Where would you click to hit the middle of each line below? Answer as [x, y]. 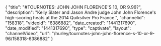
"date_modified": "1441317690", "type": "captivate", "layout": [68, 28]
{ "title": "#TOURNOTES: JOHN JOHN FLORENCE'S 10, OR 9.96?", [73, 7]
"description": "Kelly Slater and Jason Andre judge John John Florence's [81, 12]
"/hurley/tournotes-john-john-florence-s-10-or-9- [103, 33]
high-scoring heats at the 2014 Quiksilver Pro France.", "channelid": [75, 18]
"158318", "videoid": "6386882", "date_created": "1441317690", [71, 23]
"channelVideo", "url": [28, 33]
